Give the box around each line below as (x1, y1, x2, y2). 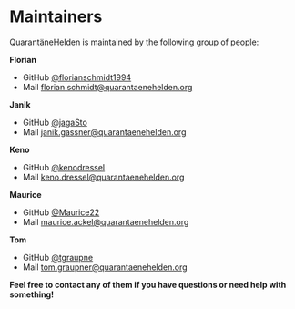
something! (9, 289, 55, 300)
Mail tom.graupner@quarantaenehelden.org (22, 262, 188, 273)
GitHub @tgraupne (22, 252, 94, 263)
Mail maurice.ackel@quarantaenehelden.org (22, 216, 189, 227)
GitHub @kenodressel (22, 161, 106, 172)
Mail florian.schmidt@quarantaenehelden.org (22, 81, 193, 92)
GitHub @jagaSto (22, 117, 88, 128)
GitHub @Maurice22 (22, 207, 100, 218)
